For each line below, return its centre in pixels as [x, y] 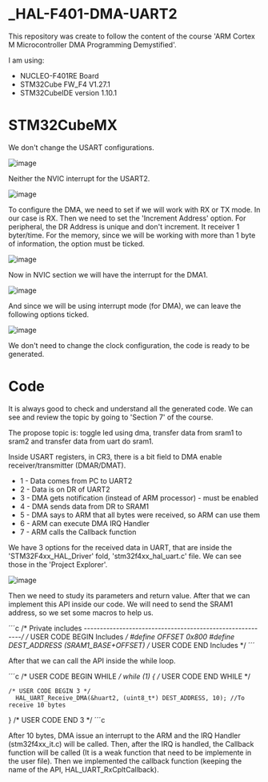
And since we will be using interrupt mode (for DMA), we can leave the [125, 306]
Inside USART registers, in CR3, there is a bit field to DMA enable [115, 456]
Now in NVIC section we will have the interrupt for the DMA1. [108, 274]
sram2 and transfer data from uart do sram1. [81, 441]
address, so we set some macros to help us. [81, 612]
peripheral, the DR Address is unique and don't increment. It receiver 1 [124, 226]
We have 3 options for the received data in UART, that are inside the [120, 547]
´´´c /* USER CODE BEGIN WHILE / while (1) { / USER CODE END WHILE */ [129, 676]
